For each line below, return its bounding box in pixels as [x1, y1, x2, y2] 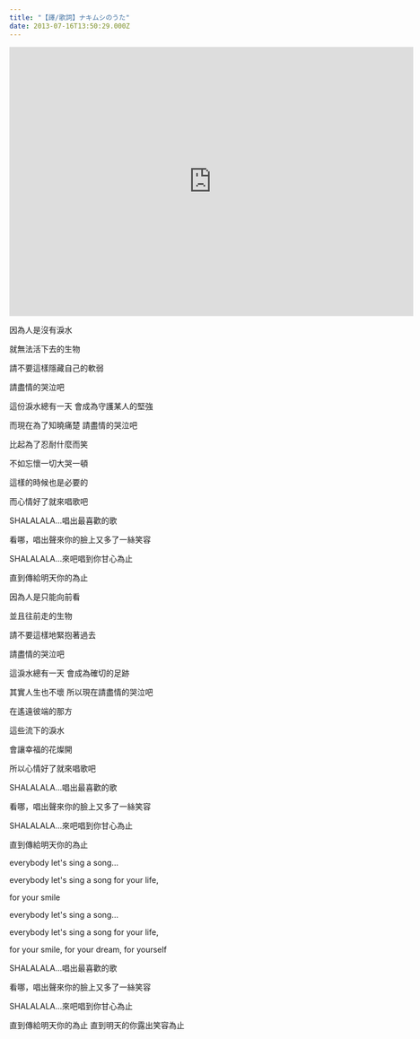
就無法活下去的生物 [9, 343, 81, 354]
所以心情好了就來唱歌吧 [9, 763, 96, 773]
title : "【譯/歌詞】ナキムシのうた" [9, 13, 130, 22]
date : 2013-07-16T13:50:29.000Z [9, 22, 130, 31]
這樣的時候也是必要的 [9, 476, 88, 487]
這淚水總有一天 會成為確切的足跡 [9, 668, 130, 678]
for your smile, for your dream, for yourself [9, 944, 168, 955]
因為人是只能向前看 [9, 591, 81, 602]
